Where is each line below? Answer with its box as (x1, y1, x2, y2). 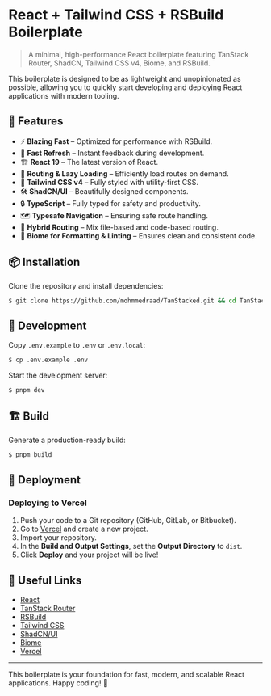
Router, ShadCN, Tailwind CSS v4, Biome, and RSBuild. (27, 58, 211, 68)
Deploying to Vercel (8, 497, 87, 508)
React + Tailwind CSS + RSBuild (8, 6, 224, 24)
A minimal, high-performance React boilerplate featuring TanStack (27, 49, 249, 59)
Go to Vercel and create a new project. (19, 524, 148, 534)
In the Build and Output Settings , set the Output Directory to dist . (19, 542, 243, 551)
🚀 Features (8, 115, 64, 129)
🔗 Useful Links (8, 573, 82, 587)
